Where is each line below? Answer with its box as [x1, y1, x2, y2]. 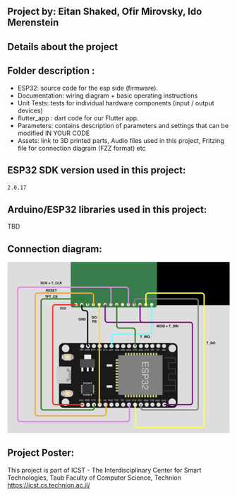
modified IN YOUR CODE [17, 129, 90, 137]
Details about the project [7, 40, 119, 52]
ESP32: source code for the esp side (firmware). [17, 83, 159, 92]
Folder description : [7, 65, 95, 77]
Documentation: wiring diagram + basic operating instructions [17, 91, 198, 100]
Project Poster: [7, 447, 75, 459]
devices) [17, 106, 44, 115]
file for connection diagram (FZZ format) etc [17, 144, 146, 152]
